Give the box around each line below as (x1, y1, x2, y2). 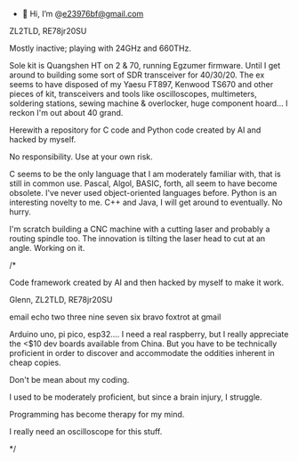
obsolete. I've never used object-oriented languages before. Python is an (9, 188, 278, 198)
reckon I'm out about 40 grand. (9, 108, 124, 118)
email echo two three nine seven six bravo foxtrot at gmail (9, 312, 221, 322)
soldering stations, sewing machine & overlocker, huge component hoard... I (9, 98, 288, 109)
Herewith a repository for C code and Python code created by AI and (9, 125, 262, 135)
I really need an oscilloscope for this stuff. (9, 426, 163, 436)
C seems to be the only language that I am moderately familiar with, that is (9, 169, 282, 179)
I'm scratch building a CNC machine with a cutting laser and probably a (9, 223, 270, 234)
